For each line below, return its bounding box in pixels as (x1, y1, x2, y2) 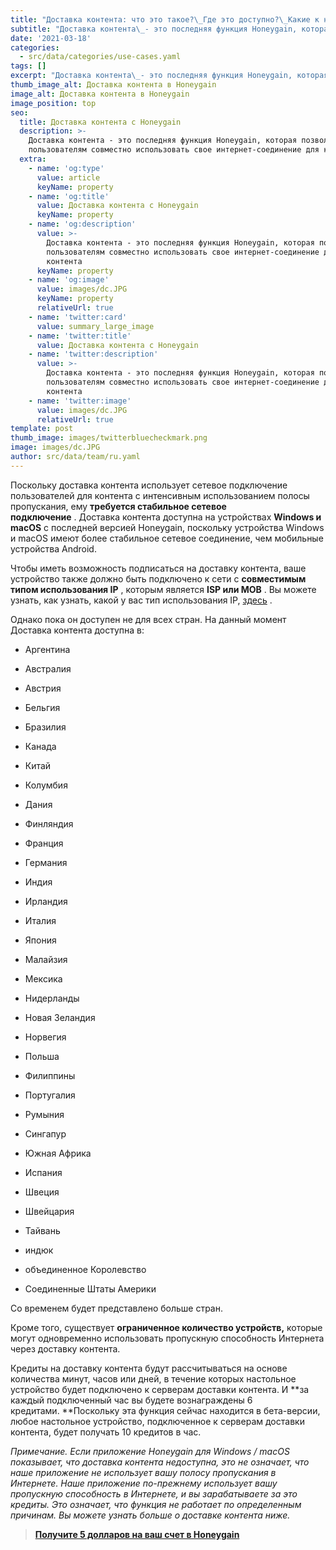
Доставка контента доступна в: (10, 624, 145, 636)
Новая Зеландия (24, 1011, 96, 1023)
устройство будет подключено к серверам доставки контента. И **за (10, 1383, 310, 1395)
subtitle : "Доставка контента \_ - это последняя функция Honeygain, (10, 24, 298, 34)
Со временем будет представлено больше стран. (10, 1302, 223, 1314)
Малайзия (24, 953, 68, 965)
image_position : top (10, 98, 97, 108)
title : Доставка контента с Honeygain (19, 117, 182, 127)
